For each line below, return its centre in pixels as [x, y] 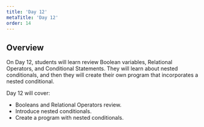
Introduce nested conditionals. [53, 111]
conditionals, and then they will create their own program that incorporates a [102, 75]
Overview [25, 47]
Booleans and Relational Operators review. [68, 105]
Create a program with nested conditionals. [69, 118]
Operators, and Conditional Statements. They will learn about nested [92, 69]
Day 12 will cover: [28, 93]
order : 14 [19, 23]
